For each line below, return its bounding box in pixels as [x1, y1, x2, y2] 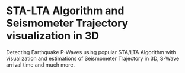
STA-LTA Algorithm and [6, 4, 125, 18]
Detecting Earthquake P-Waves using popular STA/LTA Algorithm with [6, 48, 176, 55]
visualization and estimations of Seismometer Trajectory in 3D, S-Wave [6, 55, 180, 62]
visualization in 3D [6, 29, 100, 42]
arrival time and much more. [6, 61, 75, 68]
